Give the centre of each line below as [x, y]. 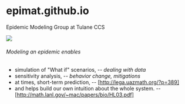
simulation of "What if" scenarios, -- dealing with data [80, 70]
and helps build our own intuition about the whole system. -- [88, 89]
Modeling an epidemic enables [43, 52]
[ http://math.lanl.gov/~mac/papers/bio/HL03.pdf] [74, 95]
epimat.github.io [48, 11]
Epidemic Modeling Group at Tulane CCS [55, 27]
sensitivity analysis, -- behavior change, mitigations [78, 76]
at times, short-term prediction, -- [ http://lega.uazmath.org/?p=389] [97, 82]
